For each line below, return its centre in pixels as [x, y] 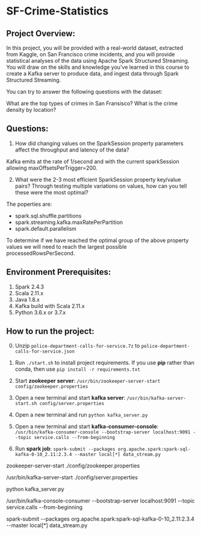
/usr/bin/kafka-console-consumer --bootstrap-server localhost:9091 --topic [101, 501]
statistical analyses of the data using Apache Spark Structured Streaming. [98, 61]
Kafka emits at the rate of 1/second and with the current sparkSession [93, 161]
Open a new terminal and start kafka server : [70, 398]
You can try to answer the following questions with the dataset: [84, 91]
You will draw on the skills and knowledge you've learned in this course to [98, 67]
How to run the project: [50, 331]
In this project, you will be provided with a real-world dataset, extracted [95, 48]
